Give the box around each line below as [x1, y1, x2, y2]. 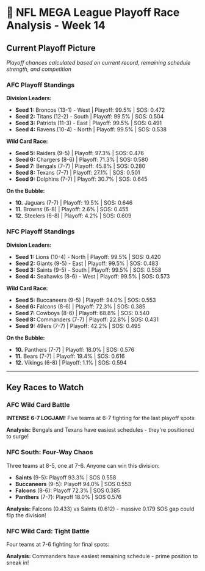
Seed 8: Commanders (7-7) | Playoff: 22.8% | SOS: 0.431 [15, 316, 159, 323]
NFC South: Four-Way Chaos [6, 448, 93, 457]
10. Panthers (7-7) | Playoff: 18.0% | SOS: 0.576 [15, 346, 135, 353]
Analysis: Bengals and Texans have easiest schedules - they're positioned [6, 426, 194, 434]
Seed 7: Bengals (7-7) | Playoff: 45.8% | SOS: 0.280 [15, 162, 146, 170]
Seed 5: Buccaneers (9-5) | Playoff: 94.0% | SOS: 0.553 [15, 296, 156, 304]
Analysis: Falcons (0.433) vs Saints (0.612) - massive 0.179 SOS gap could [6, 505, 195, 512]
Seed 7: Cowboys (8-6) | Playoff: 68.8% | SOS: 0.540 [15, 309, 149, 316]
